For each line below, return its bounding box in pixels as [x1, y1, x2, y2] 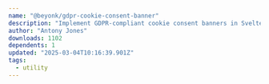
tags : [8, 57, 26, 65]
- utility [15, 64, 48, 72]
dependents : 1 [8, 42, 56, 50]
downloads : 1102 [8, 34, 62, 42]
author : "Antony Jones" [8, 26, 88, 34]
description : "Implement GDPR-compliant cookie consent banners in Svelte [8, 19, 263, 27]
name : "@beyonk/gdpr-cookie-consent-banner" [8, 11, 159, 20]
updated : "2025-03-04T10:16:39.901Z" [8, 49, 134, 57]
